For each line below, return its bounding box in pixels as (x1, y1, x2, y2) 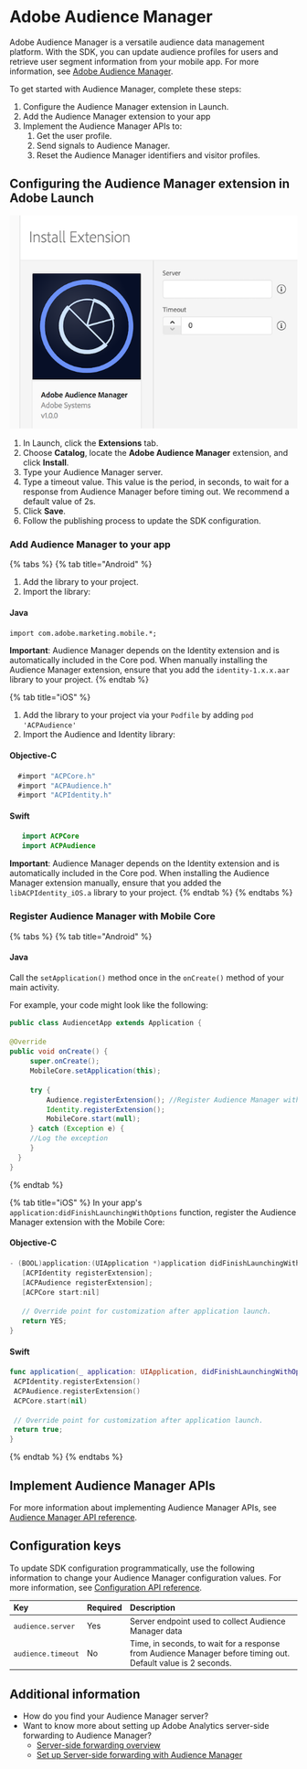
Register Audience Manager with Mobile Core (9, 910, 217, 923)
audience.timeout (13, 1649, 79, 1658)
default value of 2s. (22, 495, 96, 506)
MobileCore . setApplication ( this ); (29, 1066, 162, 1075)
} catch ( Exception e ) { (29, 1124, 125, 1134)
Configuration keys (9, 1538, 122, 1554)
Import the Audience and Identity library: (22, 729, 176, 740)
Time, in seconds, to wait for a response (129, 1637, 281, 1648)
